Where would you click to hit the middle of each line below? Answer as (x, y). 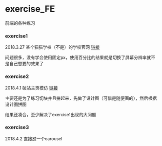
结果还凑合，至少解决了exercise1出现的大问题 (51, 114)
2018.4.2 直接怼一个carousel (34, 138)
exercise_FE (30, 9)
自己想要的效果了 (26, 64)
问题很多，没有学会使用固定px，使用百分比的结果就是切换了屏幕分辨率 (76, 57)
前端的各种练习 (20, 23)
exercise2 (17, 76)
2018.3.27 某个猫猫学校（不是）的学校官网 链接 (52, 47)
